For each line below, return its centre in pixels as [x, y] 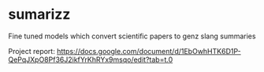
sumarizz [39, 14]
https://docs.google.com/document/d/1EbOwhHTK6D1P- [149, 51]
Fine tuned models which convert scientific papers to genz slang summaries [132, 36]
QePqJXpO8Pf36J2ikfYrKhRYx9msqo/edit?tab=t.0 [91, 59]
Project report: [32, 51]
